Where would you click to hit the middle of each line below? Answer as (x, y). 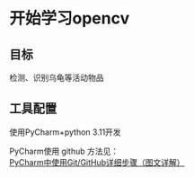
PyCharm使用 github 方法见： (64, 151)
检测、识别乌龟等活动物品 (57, 78)
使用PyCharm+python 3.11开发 (65, 132)
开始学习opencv (70, 18)
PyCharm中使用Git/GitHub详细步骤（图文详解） (97, 162)
